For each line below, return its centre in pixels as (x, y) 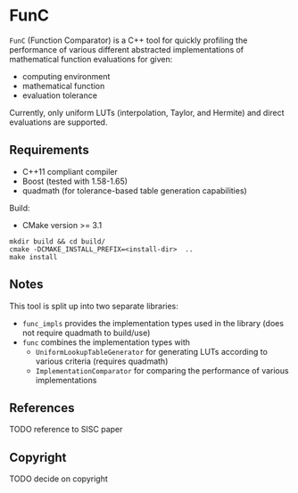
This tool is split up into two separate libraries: (94, 306)
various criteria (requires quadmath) (102, 361)
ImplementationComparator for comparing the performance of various (162, 370)
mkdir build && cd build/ (57, 242)
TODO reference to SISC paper (66, 430)
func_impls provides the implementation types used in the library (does (153, 323)
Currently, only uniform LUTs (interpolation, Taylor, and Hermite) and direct (147, 112)
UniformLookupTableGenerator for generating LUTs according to (151, 351)
